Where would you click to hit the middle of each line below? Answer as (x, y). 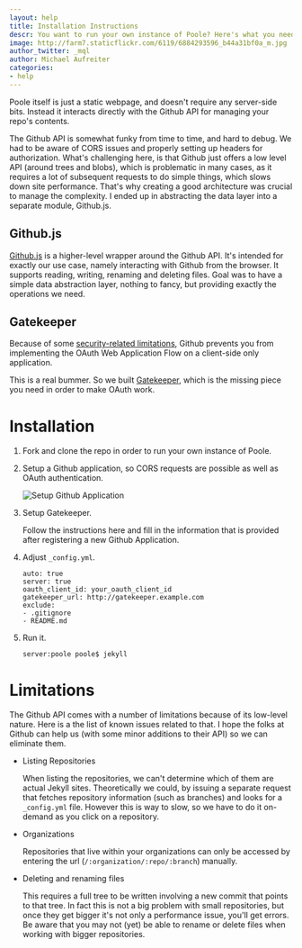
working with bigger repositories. (84, 934)
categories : (31, 68)
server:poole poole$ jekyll (75, 655)
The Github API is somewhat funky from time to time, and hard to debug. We (151, 138)
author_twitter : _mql (50, 51)
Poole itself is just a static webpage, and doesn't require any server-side (143, 102)
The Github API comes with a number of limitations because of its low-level (148, 715)
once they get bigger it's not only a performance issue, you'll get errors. (155, 916)
